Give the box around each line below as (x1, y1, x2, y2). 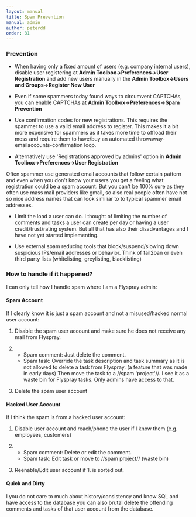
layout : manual (6, 8, 43, 15)
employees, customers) (14, 432, 72, 439)
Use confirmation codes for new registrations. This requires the (14, 117, 168, 124)
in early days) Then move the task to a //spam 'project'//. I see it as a (23, 369, 190, 376)
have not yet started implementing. (14, 232, 99, 239)
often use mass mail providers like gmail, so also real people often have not (6, 189, 187, 196)
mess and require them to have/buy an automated (14, 135, 135, 142)
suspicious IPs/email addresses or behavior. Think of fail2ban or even (14, 249, 183, 256)
